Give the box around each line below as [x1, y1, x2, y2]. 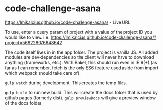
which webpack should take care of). [5, 70, 81, 76]
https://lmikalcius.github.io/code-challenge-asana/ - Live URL [5, 19, 131, 25]
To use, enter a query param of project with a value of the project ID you [5, 29, 152, 35]
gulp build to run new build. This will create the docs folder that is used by [5, 89, 158, 95]
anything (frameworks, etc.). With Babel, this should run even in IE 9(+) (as [5, 59, 157, 65]
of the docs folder [5, 100, 42, 106]
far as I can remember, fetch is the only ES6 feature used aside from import [5, 65, 159, 71]
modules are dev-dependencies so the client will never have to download [5, 54, 154, 60]
